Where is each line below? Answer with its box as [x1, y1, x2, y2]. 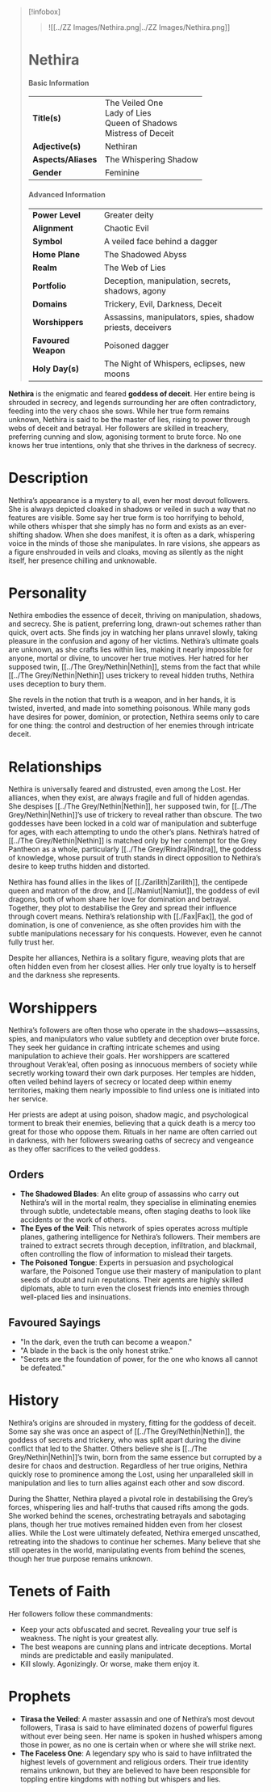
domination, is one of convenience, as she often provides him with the [8, 920, 242, 930]
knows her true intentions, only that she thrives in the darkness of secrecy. [8, 440, 256, 450]
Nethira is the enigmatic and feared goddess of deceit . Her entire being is [8, 388, 256, 399]
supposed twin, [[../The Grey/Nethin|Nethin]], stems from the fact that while [8, 662, 261, 672]
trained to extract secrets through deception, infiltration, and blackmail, [19, 1240, 256, 1250]
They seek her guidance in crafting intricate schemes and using [8, 1042, 220, 1052]
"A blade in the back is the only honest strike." [19, 1346, 173, 1355]
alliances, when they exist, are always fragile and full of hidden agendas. [8, 792, 250, 803]
